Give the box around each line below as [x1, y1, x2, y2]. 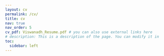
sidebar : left [9, 43, 38, 48]
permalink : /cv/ [5, 12, 38, 17]
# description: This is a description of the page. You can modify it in [5, 35, 160, 39]
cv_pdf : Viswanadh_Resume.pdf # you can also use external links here [5, 30, 153, 35]
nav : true [5, 20, 26, 26]
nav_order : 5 [5, 25, 32, 30]
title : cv [5, 16, 26, 21]
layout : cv [5, 7, 27, 12]
